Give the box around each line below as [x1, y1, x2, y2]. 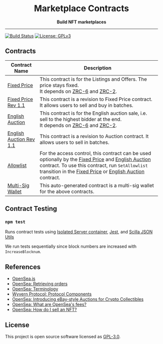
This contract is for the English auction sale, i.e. [39, 110, 147, 117]
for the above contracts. [39, 188, 95, 195]
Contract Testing [5, 205, 57, 213]
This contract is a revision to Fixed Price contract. [39, 96, 153, 103]
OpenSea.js [12, 275, 35, 282]
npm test [5, 219, 26, 225]
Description [83, 64, 112, 71]
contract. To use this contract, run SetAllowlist [39, 162, 148, 169]
